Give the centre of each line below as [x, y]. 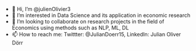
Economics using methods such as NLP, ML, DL [70, 28]
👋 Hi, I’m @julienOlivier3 [41, 9]
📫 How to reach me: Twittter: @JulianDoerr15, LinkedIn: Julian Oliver [96, 34]
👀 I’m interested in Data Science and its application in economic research [101, 15]
